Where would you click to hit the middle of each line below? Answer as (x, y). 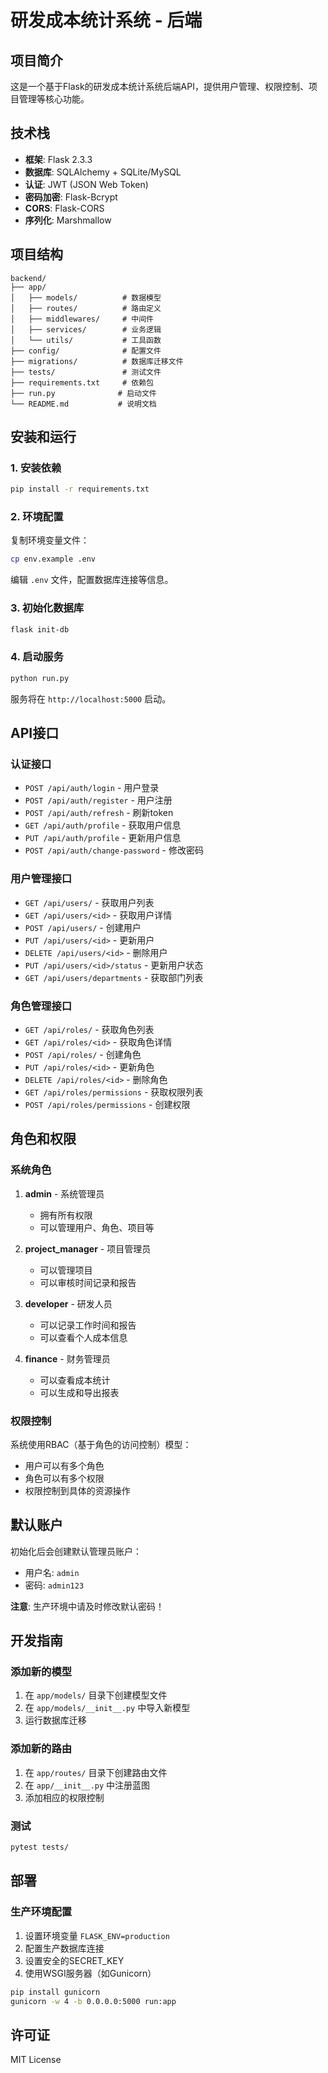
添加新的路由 (41, 1749)
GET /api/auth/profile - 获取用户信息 (103, 825)
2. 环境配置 (37, 517)
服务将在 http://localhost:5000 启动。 (91, 698)
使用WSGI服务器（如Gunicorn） (90, 1973)
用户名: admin (52, 1572)
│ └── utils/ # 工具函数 (86, 340)
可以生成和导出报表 (79, 1392)
